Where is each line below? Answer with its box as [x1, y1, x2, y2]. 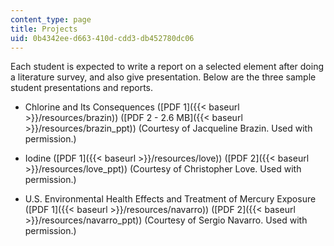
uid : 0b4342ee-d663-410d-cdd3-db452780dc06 [10, 33, 195, 43]
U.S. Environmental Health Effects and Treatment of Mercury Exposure [24, 193, 317, 205]
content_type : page [10, 14, 92, 25]
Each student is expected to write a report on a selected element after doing [10, 61, 325, 73]
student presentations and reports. [10, 82, 154, 94]
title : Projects [10, 24, 78, 34]
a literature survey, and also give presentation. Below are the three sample [10, 71, 317, 83]
